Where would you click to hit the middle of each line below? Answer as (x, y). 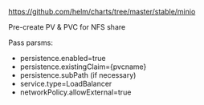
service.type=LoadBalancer (66, 84)
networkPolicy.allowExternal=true (75, 92)
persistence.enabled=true (63, 58)
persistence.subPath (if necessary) (78, 75)
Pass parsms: (31, 42)
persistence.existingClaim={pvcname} (83, 67)
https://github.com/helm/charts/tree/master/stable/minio (102, 12)
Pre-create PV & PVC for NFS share (67, 27)
